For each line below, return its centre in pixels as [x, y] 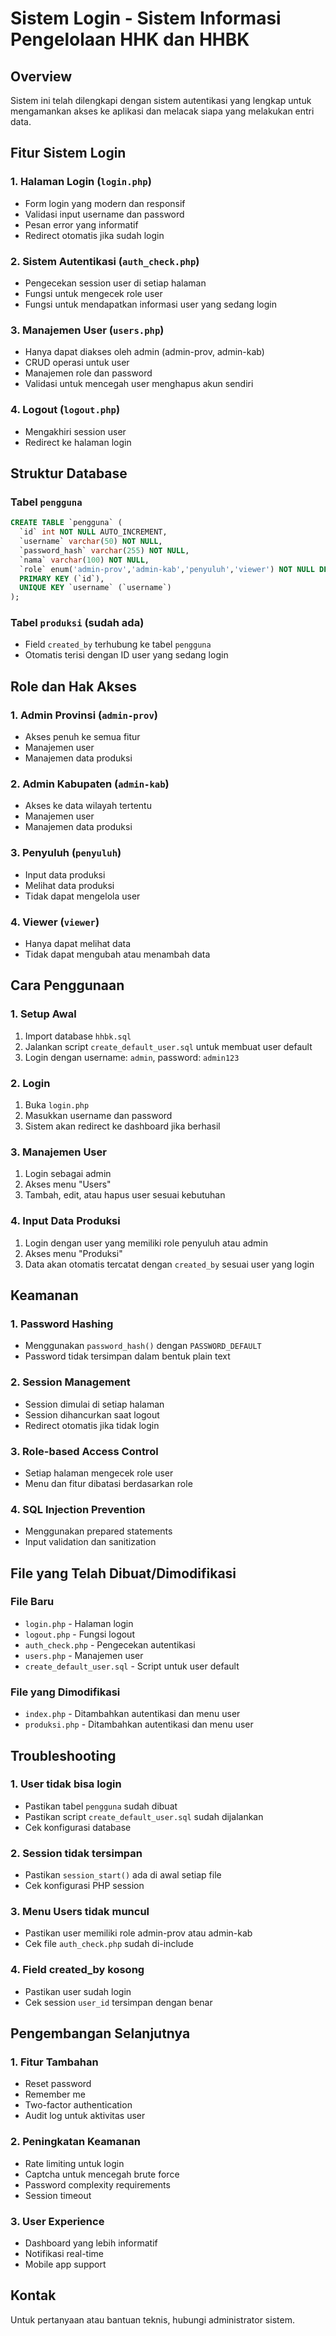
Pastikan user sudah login [78, 1991]
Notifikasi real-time [64, 2254]
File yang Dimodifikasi [65, 1692]
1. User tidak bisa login [66, 1784]
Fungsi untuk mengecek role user [93, 293]
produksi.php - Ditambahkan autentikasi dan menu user [139, 1724]
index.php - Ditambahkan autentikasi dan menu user [132, 1714]
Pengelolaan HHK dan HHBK [130, 39]
